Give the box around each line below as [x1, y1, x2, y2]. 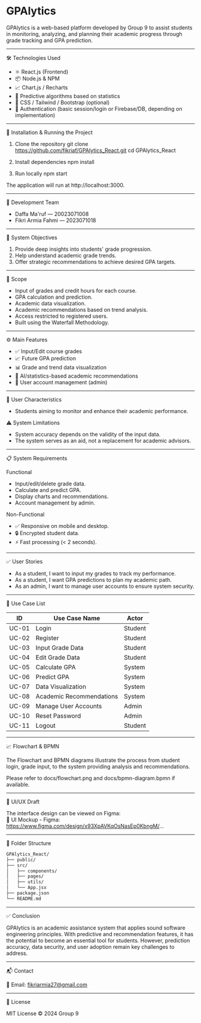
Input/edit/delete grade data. [14, 480, 86, 487]
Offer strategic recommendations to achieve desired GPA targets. [14, 258, 176, 265]
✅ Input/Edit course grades [14, 347, 83, 354]
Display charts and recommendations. [14, 493, 109, 500]
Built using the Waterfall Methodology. [14, 318, 109, 326]
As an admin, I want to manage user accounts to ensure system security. [14, 582, 194, 590]
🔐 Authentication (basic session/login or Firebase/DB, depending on [14, 105, 182, 112]
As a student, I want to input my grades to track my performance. [14, 570, 176, 577]
